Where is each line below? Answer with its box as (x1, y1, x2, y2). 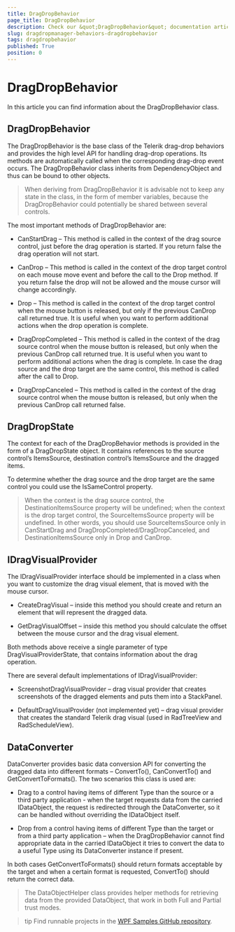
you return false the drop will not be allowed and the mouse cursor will (17, 277, 221, 286)
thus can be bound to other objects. (7, 171, 111, 179)
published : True (7, 43, 55, 50)
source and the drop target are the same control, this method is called (17, 364, 219, 373)
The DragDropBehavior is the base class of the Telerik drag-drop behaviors (7, 142, 225, 150)
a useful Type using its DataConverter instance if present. (17, 847, 184, 855)
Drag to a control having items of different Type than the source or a (17, 788, 214, 797)
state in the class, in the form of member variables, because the (24, 192, 208, 200)
